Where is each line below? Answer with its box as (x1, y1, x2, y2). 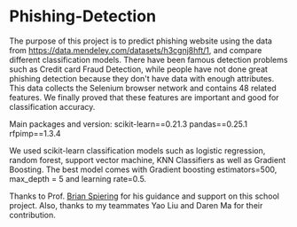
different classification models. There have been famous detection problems (9, 54, 288, 65)
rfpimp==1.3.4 (9, 128, 61, 138)
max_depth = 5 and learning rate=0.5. (9, 173, 147, 184)
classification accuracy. (9, 101, 96, 112)
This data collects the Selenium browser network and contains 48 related (9, 82, 277, 93)
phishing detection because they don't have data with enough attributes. (9, 73, 275, 83)
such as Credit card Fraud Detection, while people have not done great (9, 64, 269, 74)
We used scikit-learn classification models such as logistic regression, (9, 145, 266, 156)
